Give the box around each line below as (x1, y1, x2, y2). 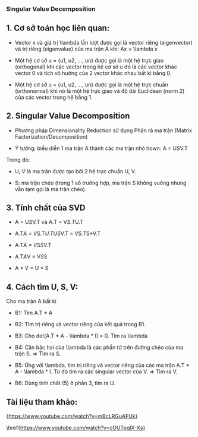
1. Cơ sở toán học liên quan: (6, 23, 110, 33)
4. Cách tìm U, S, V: (6, 282, 78, 292)
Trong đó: (6, 156, 30, 163)
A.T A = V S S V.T (14, 242, 52, 249)
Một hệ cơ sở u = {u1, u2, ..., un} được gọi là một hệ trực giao (14, 57, 164, 64)
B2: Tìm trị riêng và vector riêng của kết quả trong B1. (14, 321, 146, 328)
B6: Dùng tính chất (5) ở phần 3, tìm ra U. (14, 380, 116, 387)
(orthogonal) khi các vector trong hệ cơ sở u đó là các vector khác (14, 63, 177, 70)
